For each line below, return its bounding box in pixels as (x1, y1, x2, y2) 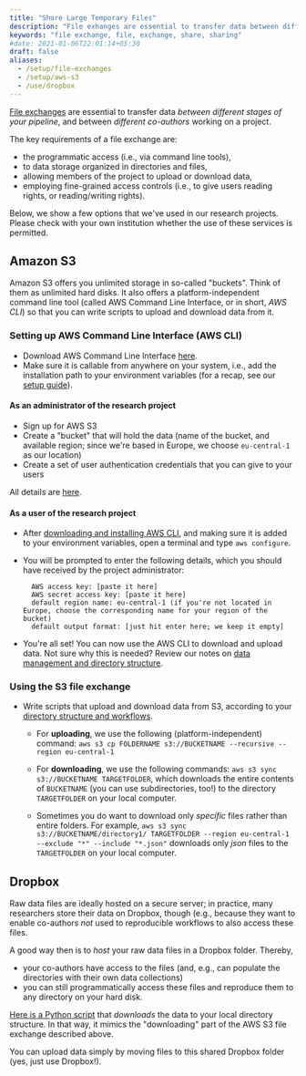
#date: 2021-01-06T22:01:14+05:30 (9, 38, 141, 48)
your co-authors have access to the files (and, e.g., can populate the (22, 963, 280, 974)
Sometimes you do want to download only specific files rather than (36, 811, 288, 822)
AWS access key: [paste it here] (31, 583, 158, 592)
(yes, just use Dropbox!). (9, 1056, 102, 1067)
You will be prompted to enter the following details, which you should (22, 555, 282, 566)
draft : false (9, 47, 59, 57)
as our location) (22, 449, 82, 460)
